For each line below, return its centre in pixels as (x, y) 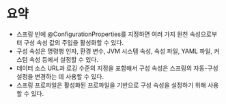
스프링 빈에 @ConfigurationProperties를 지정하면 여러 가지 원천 (102, 34)
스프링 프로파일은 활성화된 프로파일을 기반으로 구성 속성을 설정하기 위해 (111, 85)
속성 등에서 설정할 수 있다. (63, 59)
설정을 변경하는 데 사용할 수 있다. (60, 76)
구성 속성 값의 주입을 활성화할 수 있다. (74, 42)
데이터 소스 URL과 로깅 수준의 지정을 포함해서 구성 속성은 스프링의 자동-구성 (117, 68)
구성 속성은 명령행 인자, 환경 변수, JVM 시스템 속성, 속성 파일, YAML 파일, (114, 51)
